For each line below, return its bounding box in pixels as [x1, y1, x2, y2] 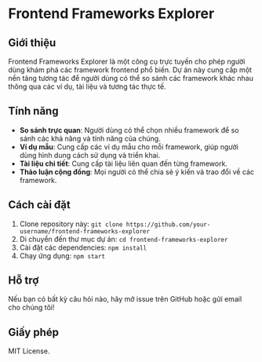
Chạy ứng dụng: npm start [19, 250, 106, 260]
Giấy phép [8, 325, 59, 338]
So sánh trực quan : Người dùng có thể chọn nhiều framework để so [19, 125, 239, 134]
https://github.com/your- [126, 221, 211, 229]
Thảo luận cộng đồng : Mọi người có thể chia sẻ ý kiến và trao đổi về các [19, 166, 255, 177]
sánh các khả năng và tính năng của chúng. [19, 133, 161, 143]
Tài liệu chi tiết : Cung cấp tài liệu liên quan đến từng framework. [19, 159, 227, 168]
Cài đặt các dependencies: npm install [19, 243, 147, 252]
